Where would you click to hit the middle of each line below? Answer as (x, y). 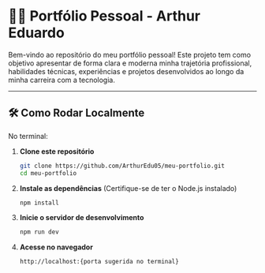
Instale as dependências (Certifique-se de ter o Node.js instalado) (128, 188)
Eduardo (36, 33)
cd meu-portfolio (48, 173)
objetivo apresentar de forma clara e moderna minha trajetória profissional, (130, 63)
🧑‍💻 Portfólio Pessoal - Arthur (105, 16)
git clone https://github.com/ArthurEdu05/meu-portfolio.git (122, 166)
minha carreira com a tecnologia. (62, 80)
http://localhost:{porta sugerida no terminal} (99, 262)
